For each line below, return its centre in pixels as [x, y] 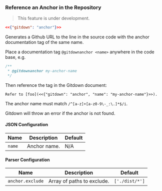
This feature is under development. [53, 18]
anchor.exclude [26, 181]
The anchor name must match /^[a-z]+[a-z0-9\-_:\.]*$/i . [66, 103]
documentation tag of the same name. [44, 42]
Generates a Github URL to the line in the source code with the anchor [77, 37]
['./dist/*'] [129, 181]
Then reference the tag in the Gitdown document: [56, 85]
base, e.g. [15, 57]
